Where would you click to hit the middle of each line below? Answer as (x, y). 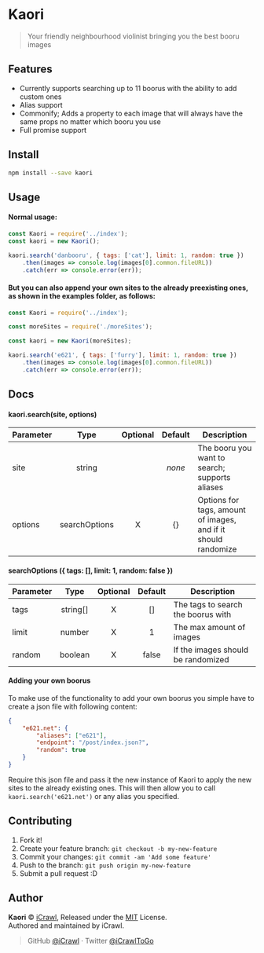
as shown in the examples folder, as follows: (82, 296)
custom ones (40, 97)
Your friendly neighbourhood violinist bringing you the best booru (133, 36)
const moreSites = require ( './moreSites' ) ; (81, 327)
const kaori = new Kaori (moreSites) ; (70, 341)
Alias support (41, 104)
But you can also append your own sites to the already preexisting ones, (128, 288)
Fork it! (31, 840)
